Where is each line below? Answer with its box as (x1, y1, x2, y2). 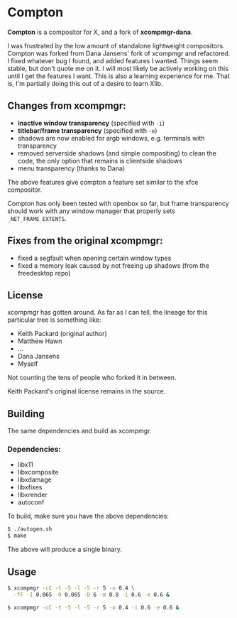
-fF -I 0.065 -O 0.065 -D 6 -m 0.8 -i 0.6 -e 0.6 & (13, 591, 170, 598)
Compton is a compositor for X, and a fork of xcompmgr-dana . (7, 28, 193, 36)
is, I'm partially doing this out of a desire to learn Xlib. (7, 79, 163, 87)
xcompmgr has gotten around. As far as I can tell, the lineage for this (7, 308, 208, 317)
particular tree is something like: (7, 315, 101, 324)
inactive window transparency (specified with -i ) (17, 119, 165, 127)
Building (7, 408, 45, 420)
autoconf (17, 498, 45, 506)
